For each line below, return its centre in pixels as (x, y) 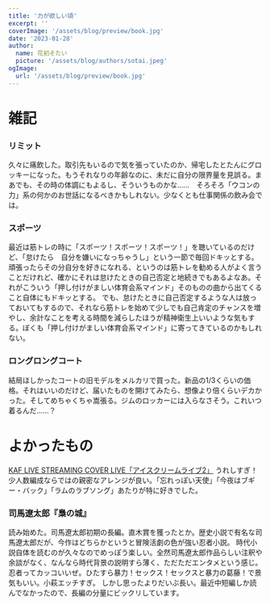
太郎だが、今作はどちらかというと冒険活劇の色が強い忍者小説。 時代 (136, 542)
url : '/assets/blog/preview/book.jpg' (81, 76)
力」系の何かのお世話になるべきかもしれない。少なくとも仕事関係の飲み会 (132, 195)
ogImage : (23, 69)
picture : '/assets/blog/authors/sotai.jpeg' (91, 61)
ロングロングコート (46, 361)
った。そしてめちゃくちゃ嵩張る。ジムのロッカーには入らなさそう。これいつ (135, 400)
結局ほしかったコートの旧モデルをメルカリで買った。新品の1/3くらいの (126, 380)
